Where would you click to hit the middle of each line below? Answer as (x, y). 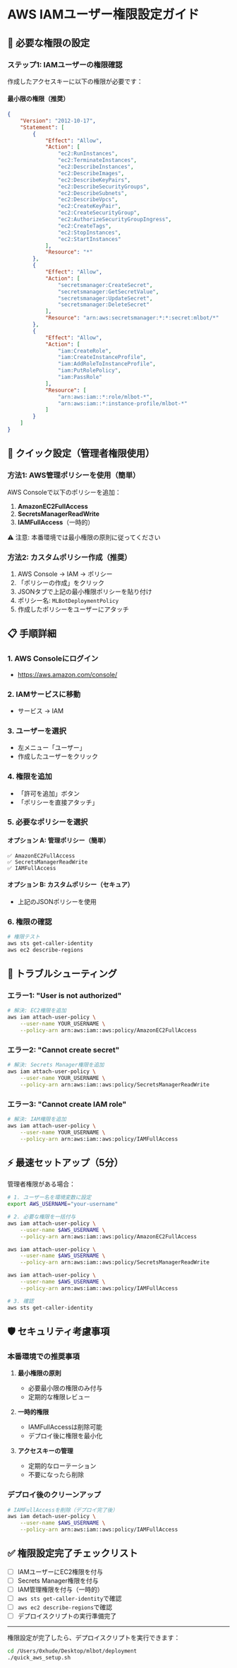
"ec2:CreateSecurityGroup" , (99, 213)
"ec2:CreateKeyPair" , (89, 206)
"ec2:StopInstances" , (89, 233)
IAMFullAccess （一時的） (55, 522)
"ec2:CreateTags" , (85, 226)
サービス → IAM (41, 710)
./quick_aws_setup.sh (39, 1658)
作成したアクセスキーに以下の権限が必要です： (75, 81)
